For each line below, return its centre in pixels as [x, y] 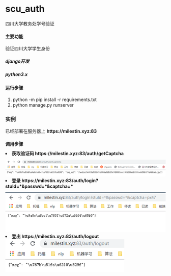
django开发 [17, 61]
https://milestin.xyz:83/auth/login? [60, 180]
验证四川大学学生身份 [27, 48]
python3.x [17, 74]
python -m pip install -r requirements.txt [54, 99]
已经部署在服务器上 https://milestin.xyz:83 [51, 131]
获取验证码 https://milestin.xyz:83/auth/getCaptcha [68, 153]
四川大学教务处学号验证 [30, 23]
